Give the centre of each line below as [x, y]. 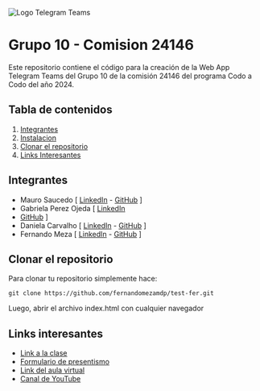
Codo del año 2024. [41, 84]
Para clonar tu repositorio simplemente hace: [83, 279]
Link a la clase [43, 353]
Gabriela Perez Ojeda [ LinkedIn [72, 208]
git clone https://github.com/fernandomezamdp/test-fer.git [111, 293]
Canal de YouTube [50, 379]
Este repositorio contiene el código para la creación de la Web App [119, 67]
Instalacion [38, 138]
